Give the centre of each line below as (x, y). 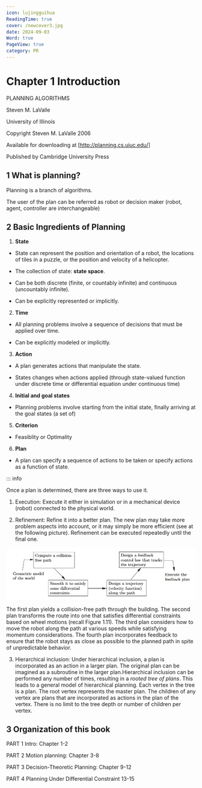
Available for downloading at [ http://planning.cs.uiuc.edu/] (78, 145)
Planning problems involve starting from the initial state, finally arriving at (105, 408)
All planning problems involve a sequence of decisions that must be (99, 324)
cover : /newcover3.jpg (35, 25)
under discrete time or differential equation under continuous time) (97, 384)
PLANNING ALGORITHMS (38, 98)
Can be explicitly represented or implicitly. (67, 301)
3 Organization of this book (58, 729)
